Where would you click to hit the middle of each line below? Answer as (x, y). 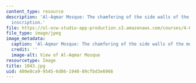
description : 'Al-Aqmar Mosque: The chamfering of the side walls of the (98, 17)
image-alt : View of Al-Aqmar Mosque (56, 55)
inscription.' (28, 22)
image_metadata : (26, 39)
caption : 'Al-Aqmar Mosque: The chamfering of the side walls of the (97, 44)
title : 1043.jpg (26, 66)
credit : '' (24, 50)
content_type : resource (35, 11)
